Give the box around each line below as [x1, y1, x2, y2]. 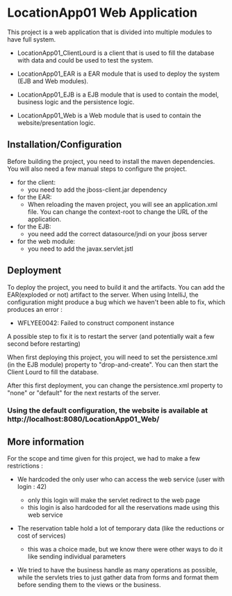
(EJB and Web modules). [17, 76, 89, 85]
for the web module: [17, 237, 76, 245]
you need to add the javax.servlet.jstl [27, 245, 133, 253]
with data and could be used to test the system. [17, 56, 154, 64]
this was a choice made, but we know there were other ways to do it [27, 545, 224, 554]
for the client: [17, 178, 56, 186]
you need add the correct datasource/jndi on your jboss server [27, 229, 208, 238]
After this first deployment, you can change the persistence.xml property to [7, 381, 224, 390]
